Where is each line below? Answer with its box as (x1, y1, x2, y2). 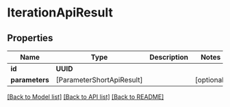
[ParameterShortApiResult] (55, 75, 143, 84)
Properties (7, 32, 53, 44)
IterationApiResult (7, 5, 113, 21)
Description (149, 53, 189, 62)
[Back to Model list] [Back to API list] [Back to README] (7, 93, 164, 101)
